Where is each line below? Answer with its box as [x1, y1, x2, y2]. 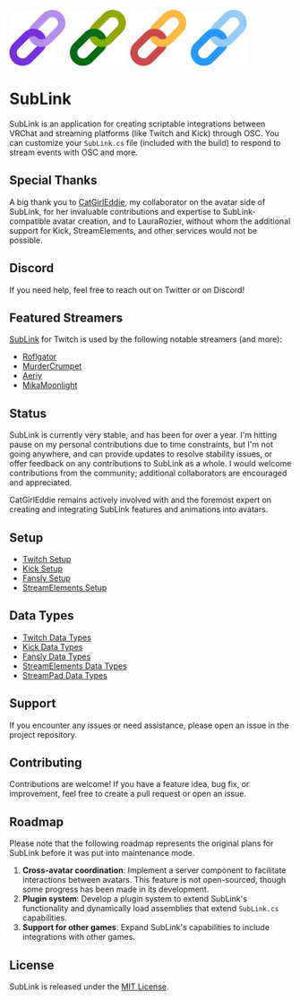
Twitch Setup [21, 554, 72, 564]
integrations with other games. [21, 932, 136, 943]
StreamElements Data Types [21, 660, 127, 671]
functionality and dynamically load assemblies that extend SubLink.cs [21, 903, 279, 914]
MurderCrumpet [21, 361, 82, 372]
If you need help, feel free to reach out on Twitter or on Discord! [9, 284, 244, 295]
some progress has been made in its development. [21, 884, 210, 895]
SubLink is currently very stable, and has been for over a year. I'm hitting [9, 430, 278, 440]
